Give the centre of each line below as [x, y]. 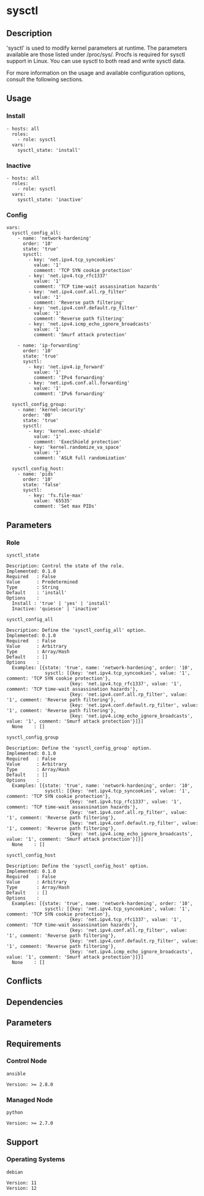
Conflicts [24, 981]
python [15, 1113]
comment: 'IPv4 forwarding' [69, 378]
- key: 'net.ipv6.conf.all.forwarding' [79, 383]
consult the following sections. [45, 79]
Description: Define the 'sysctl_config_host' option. [78, 866]
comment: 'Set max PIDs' [65, 506]
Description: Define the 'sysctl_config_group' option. [79, 748]
